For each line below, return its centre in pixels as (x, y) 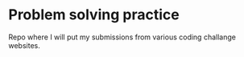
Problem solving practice (94, 15)
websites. (24, 45)
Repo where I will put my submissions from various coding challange (122, 37)
